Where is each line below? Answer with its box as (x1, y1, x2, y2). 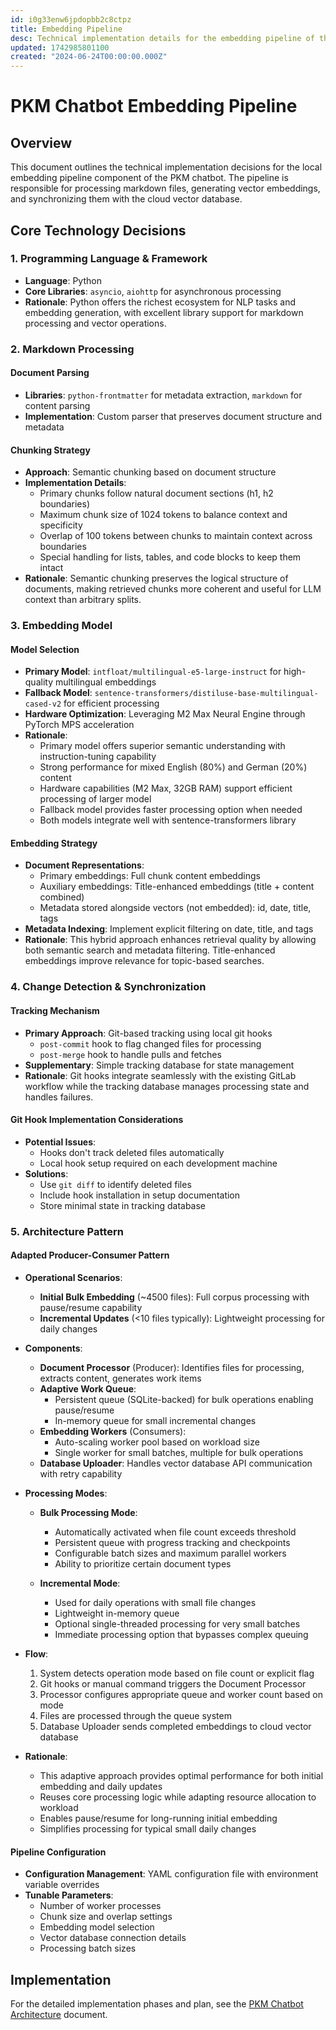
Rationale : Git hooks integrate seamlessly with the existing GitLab (24, 1069, 297, 1081)
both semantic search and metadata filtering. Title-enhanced (24, 944, 276, 956)
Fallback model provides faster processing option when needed (39, 804, 303, 816)
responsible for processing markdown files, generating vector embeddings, (10, 182, 321, 195)
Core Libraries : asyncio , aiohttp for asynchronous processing (24, 285, 282, 297)
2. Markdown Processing (10, 342, 135, 356)
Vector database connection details (39, 1932, 187, 1944)
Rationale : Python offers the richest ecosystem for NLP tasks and (24, 296, 296, 308)
